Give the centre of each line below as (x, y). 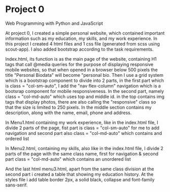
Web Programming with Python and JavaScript (54, 23)
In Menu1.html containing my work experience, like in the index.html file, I (82, 122)
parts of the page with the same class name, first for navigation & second (82, 154)
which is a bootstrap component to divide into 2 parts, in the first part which (84, 80)
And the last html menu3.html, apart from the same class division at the (80, 169)
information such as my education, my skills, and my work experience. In (81, 38)
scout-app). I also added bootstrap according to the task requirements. (79, 49)
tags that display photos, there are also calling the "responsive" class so (81, 102)
